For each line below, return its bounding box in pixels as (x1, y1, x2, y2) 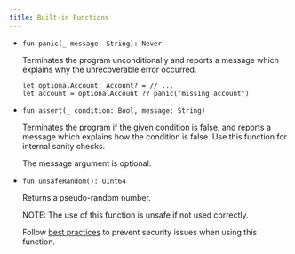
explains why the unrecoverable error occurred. (21, 64, 197, 75)
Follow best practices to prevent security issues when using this (21, 226, 258, 237)
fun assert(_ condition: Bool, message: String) (21, 106, 206, 115)
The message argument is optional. (21, 157, 152, 169)
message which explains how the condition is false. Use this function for (21, 131, 287, 142)
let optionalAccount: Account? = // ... (21, 81, 174, 90)
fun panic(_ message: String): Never (21, 39, 163, 48)
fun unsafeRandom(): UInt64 (21, 177, 126, 186)
